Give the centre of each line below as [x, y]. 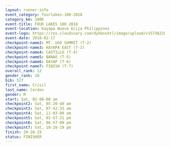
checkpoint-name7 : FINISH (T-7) [39, 66]
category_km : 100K [25, 19]
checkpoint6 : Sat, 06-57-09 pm [38, 122]
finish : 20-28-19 [24, 132]
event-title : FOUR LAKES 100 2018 [42, 24]
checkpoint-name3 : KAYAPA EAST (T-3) [45, 47]
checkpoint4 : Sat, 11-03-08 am [38, 113]
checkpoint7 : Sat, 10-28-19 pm [38, 127]
